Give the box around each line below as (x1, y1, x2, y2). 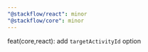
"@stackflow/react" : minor (7, 10, 88, 18)
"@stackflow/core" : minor (7, 17, 84, 24)
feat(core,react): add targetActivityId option (7, 36, 141, 45)
